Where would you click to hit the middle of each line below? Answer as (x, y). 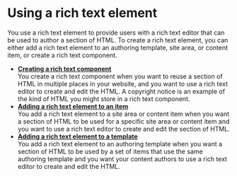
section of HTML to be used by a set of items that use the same (110, 151)
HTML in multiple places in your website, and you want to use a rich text (123, 83)
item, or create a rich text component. (63, 55)
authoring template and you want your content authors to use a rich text (122, 159)
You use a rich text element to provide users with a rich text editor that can (116, 33)
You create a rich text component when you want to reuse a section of (120, 76)
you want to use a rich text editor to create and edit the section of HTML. (123, 129)
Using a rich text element (82, 13)
